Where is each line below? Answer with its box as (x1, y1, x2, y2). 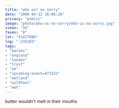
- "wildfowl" (5, 80, 32, 85)
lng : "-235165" (5, 39, 36, 44)
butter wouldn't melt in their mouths (5, 98, 77, 104)
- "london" (5, 57, 27, 62)
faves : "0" (5, 30, 27, 35)
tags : (5, 44, 16, 49)
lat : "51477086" (5, 35, 38, 40)
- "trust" (5, 62, 25, 67)
